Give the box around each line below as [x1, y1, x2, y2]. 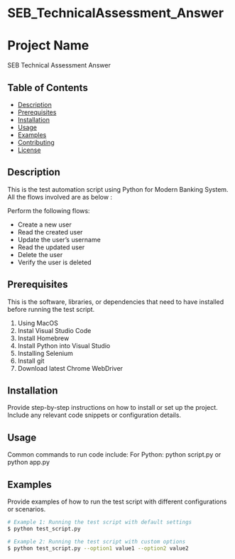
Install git [17, 357, 45, 365]
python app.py [7, 458, 50, 467]
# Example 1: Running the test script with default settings [7, 519, 192, 526]
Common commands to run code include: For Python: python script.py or [7, 450, 222, 459]
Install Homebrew [17, 334, 70, 342]
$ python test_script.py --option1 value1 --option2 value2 [7, 545, 190, 552]
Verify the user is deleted [17, 258, 92, 266]
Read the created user [17, 227, 83, 236]
